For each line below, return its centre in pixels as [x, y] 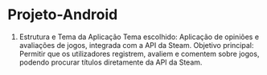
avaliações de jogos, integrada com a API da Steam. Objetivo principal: [136, 45]
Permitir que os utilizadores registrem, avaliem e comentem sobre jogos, [139, 53]
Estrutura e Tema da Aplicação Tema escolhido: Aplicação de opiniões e [139, 37]
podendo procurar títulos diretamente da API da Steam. [111, 62]
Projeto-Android [63, 15]
